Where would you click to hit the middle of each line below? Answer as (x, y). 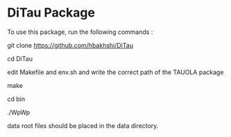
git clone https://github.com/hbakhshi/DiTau (70, 45)
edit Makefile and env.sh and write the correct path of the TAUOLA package (115, 72)
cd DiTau (20, 58)
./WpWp (19, 112)
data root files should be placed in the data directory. (83, 125)
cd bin (16, 99)
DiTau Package (51, 13)
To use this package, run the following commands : (80, 32)
